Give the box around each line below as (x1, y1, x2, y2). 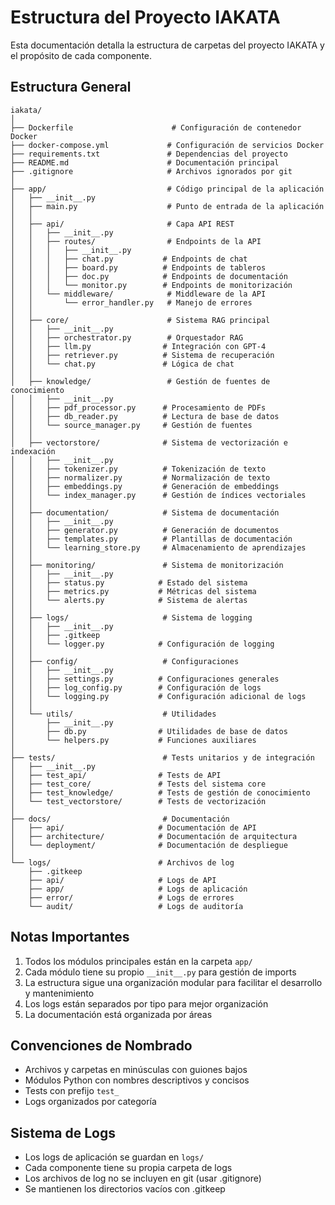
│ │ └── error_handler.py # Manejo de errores (10, 297, 253, 308)
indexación (10, 446, 56, 456)
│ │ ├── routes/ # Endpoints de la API (10, 236, 262, 246)
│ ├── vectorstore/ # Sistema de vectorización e (10, 437, 288, 448)
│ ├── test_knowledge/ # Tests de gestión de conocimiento (10, 787, 311, 798)
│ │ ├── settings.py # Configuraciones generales (10, 674, 280, 684)
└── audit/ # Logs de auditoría (28, 901, 244, 911)
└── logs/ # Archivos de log (10, 857, 235, 868)
